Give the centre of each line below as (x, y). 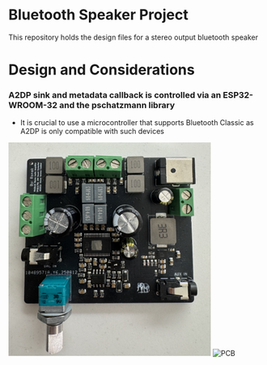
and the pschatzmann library (117, 105)
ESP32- (237, 95)
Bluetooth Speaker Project (98, 15)
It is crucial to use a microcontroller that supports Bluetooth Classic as (137, 123)
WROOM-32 (33, 105)
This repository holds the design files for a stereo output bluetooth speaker (133, 37)
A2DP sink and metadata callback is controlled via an (115, 95)
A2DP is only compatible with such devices (92, 132)
